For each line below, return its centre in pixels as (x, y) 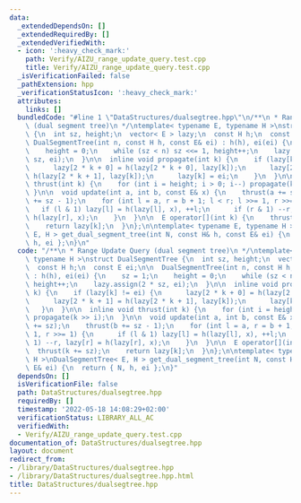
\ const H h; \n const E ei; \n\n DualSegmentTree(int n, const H (154, 268)
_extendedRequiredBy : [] (64, 34)
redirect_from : (38, 460)
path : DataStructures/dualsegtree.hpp (90, 393)
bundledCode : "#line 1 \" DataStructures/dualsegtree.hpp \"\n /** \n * (148, 117)
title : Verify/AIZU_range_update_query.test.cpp (118, 68)
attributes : (40, 101)
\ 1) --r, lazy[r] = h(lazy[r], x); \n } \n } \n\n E (132, 343)
